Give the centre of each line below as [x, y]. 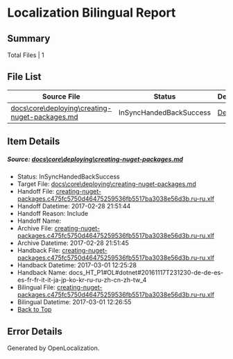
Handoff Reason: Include [53, 214]
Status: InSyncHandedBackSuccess [68, 177]
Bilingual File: [36, 287]
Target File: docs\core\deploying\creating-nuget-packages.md [106, 184]
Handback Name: [42, 273]
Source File [61, 97]
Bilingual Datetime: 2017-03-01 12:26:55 [74, 302]
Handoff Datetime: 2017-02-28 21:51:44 [74, 206]
